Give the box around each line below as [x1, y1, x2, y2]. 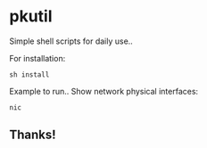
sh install [9, 70, 50, 79]
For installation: [9, 53, 66, 63]
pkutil [9, 6, 53, 27]
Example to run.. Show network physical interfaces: [9, 86, 199, 96]
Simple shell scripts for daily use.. [9, 36, 134, 46]
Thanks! [9, 127, 56, 143]
